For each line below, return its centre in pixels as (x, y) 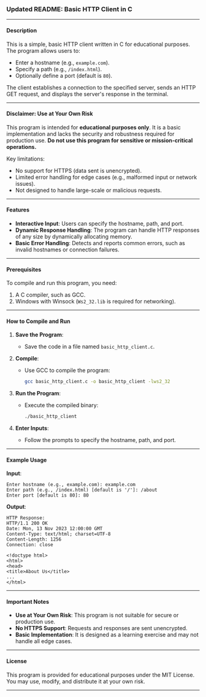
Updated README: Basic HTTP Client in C (70, 9)
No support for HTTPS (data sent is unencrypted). (78, 170)
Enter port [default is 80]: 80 (48, 495)
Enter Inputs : (32, 428)
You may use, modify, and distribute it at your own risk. (76, 681)
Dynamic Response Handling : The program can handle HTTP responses (107, 230)
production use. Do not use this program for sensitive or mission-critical (100, 140)
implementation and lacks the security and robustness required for (90, 134)
